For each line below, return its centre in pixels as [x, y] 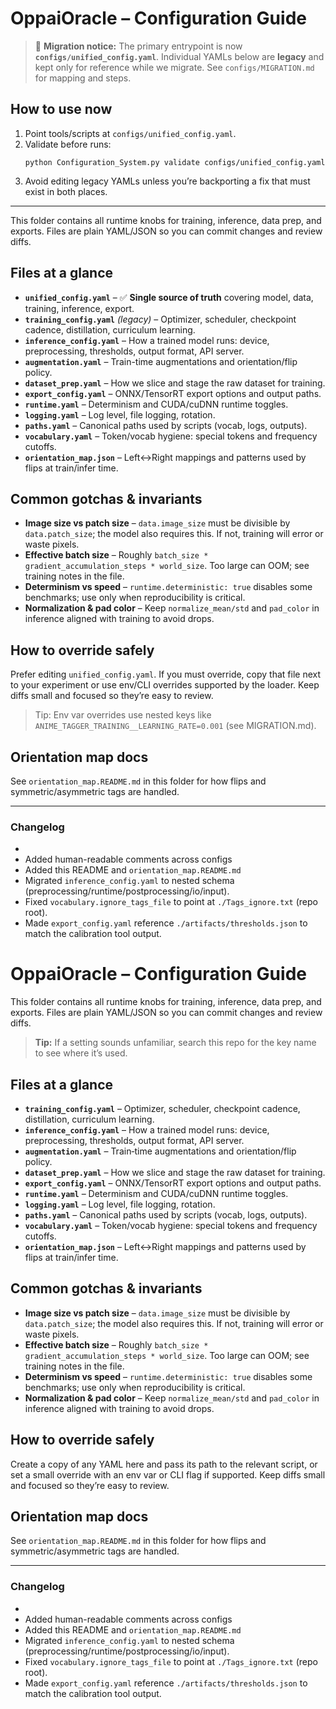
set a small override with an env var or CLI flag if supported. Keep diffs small [168, 1474]
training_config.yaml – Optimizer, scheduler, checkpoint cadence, [162, 1109]
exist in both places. [66, 191]
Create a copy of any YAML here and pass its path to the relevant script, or [164, 1464]
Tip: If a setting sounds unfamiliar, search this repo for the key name [175, 1043]
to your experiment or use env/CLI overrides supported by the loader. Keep [165, 685]
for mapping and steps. [83, 78]
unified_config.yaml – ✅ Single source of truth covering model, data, [169, 297]
